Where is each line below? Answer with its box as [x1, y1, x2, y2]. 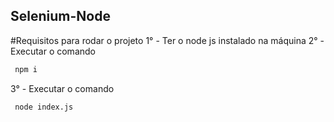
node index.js [14, 102, 74, 112]
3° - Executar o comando [10, 82, 115, 94]
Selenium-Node [10, 8, 111, 25]
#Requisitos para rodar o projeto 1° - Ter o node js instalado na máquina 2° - [10, 34, 325, 46]
